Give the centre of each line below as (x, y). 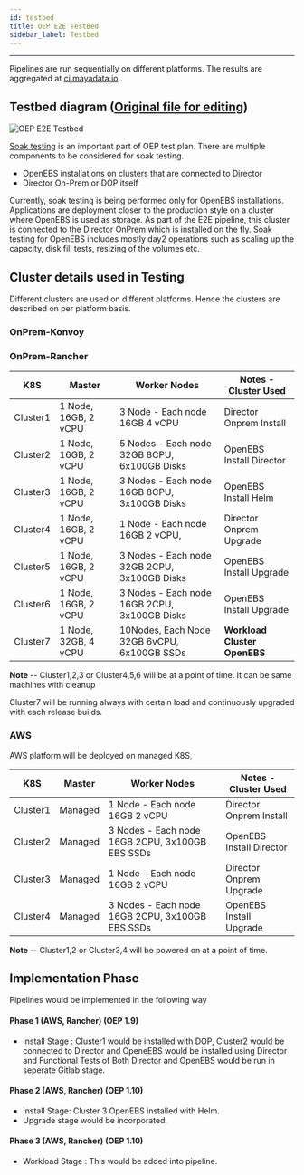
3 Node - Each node (163, 412)
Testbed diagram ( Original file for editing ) (129, 106)
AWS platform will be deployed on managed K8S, (101, 755)
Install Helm (249, 498)
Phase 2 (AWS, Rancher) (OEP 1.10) (76, 1091)
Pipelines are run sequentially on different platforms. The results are (136, 69)
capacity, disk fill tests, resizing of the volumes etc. (105, 249)
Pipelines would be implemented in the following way (108, 1000)
